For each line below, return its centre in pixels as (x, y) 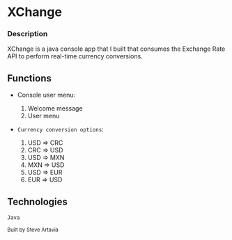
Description (28, 34)
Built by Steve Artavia (33, 230)
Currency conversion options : (61, 129)
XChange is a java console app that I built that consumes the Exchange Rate (116, 49)
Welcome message (55, 109)
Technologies (38, 201)
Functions (30, 78)
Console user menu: (46, 95)
